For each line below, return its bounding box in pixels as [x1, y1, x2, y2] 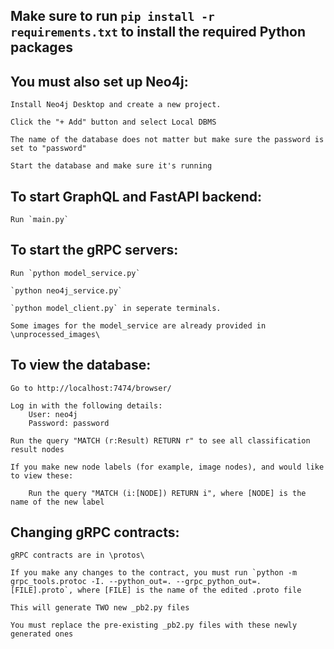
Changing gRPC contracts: [10, 524, 180, 541]
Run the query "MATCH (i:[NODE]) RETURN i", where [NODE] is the [28, 488, 307, 498]
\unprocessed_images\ [10, 329, 101, 339]
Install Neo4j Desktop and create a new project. [10, 100, 222, 110]
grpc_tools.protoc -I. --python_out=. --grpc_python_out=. [10, 577, 262, 587]
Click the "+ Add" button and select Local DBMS [10, 117, 217, 128]
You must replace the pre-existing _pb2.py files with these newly [10, 620, 298, 631]
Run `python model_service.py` [10, 268, 141, 278]
